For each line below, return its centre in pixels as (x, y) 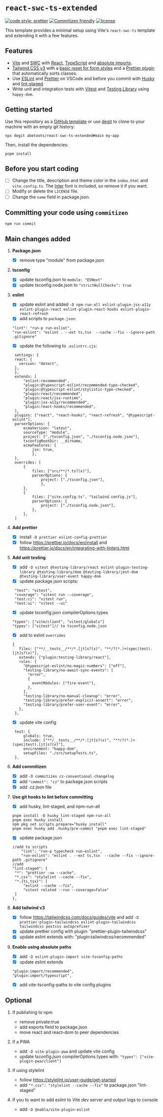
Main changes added (38, 239)
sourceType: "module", (46, 432)
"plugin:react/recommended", (53, 394)
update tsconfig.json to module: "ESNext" (61, 280)
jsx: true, (43, 450)
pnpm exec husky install (37, 820)
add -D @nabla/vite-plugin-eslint (55, 1109)
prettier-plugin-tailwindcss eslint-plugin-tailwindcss (78, 922)
